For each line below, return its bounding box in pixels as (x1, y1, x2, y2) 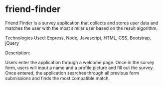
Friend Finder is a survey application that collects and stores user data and (5, 20, 159, 26)
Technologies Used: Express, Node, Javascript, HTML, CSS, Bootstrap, (5, 35, 151, 41)
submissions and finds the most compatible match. (5, 75, 110, 81)
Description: (5, 50, 30, 56)
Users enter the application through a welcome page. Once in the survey (5, 59, 155, 65)
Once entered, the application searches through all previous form (5, 70, 140, 76)
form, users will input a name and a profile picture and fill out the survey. (5, 65, 154, 71)
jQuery (5, 40, 19, 46)
